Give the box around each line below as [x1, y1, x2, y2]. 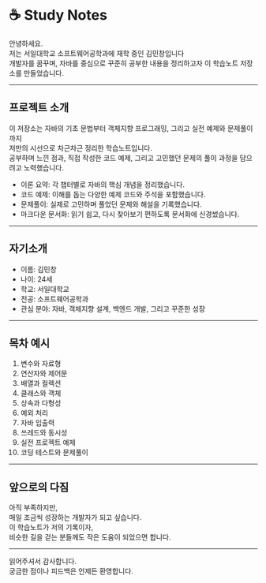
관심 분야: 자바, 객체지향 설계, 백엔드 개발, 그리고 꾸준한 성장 [20, 304, 206, 313]
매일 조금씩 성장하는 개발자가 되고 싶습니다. [9, 513, 142, 522]
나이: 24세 [20, 274, 53, 284]
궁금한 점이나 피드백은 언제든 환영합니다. [9, 566, 133, 576]
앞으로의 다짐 [9, 480, 69, 494]
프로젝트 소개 [9, 101, 69, 114]
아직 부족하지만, [9, 503, 58, 513]
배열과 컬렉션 [20, 379, 62, 388]
